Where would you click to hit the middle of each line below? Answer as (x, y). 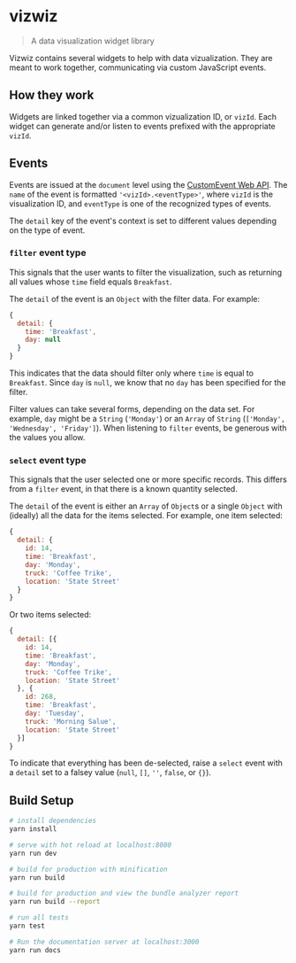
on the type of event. (47, 230)
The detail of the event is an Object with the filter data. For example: (135, 299)
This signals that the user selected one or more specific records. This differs (148, 479)
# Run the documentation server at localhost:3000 (104, 942)
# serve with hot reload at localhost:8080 (91, 845)
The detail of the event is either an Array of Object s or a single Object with (146, 506)
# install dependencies (53, 821)
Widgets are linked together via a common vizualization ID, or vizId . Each (143, 116)
